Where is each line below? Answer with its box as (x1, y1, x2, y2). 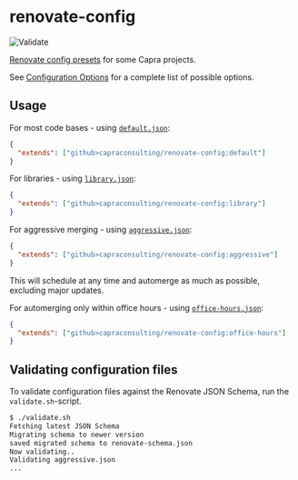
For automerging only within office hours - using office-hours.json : (9, 302, 263, 313)
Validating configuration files (9, 362, 178, 377)
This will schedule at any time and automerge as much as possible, (9, 275, 261, 285)
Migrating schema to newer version (9, 430, 144, 439)
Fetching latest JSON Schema (9, 421, 120, 431)
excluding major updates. (9, 285, 104, 295)
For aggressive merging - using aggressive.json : (9, 225, 193, 235)
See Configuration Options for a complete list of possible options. (9, 71, 254, 83)
